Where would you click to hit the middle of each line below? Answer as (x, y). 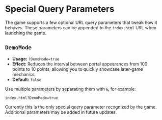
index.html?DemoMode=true (31, 98)
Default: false (27, 80)
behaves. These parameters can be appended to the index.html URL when (81, 27)
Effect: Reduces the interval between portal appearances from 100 (80, 64)
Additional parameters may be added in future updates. (61, 112)
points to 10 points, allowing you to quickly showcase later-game (78, 69)
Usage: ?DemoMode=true (36, 59)
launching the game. (26, 33)
